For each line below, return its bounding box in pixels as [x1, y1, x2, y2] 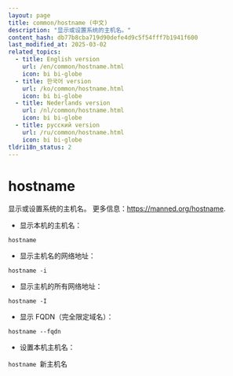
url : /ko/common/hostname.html [22, 84, 125, 93]
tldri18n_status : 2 [8, 143, 72, 151]
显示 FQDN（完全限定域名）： [19, 312, 114, 322]
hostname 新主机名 [8, 359, 68, 369]
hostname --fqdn [8, 328, 61, 336]
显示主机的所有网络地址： [19, 282, 103, 291]
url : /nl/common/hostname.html [22, 107, 125, 115]
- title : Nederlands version [15, 99, 111, 107]
